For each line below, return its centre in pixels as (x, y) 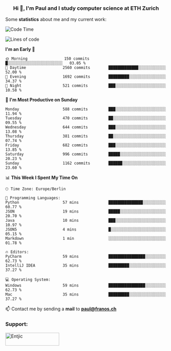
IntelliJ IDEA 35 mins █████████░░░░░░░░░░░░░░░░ (86, 266)
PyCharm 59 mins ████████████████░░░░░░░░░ (86, 257)
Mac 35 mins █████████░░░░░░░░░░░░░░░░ (86, 295)
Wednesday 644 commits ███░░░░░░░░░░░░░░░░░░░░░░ (86, 127)
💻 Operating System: (28, 280)
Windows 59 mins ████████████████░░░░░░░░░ (86, 286)
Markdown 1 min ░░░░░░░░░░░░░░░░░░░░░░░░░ (86, 239)
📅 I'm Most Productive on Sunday (41, 100)
